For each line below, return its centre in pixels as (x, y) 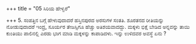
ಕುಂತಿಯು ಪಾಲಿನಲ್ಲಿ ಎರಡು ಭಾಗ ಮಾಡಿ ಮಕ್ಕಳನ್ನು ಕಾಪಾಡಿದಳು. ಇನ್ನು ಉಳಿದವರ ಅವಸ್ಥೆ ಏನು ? (86, 33)
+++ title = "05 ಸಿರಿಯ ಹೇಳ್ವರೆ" (38, 9)
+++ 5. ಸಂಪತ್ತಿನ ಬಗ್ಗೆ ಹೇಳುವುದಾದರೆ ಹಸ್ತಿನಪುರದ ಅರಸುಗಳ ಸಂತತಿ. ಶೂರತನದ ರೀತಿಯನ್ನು (85, 20)
